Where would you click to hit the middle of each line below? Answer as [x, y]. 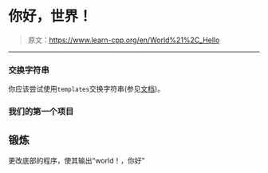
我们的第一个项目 [41, 112]
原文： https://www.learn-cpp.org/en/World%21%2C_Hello [124, 40]
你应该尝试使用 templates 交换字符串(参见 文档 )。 [87, 89]
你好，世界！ [51, 16]
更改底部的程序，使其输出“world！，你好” [77, 160]
